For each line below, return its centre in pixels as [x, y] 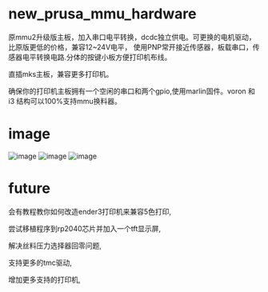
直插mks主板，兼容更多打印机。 [61, 74]
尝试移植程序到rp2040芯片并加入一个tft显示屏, [85, 228]
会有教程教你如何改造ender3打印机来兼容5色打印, [90, 211]
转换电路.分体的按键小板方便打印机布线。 [104, 57]
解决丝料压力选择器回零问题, [55, 246]
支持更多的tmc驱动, [40, 262]
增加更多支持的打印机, [45, 279]
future [29, 188]
